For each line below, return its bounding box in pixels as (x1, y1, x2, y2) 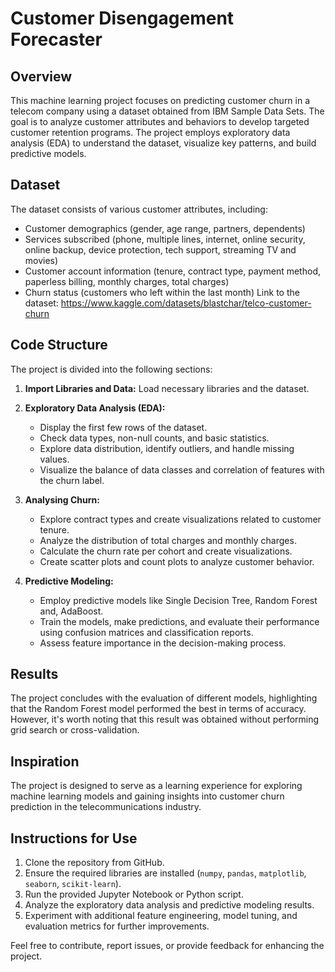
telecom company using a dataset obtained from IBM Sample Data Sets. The (10, 105, 325, 117)
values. (39, 453, 70, 465)
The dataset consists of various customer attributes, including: (10, 203, 268, 215)
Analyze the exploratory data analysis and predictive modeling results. (24, 899, 315, 911)
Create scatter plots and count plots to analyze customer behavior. (39, 555, 315, 567)
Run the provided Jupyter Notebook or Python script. (24, 888, 244, 901)
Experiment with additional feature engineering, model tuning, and (24, 910, 298, 922)
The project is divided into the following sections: (10, 363, 213, 375)
